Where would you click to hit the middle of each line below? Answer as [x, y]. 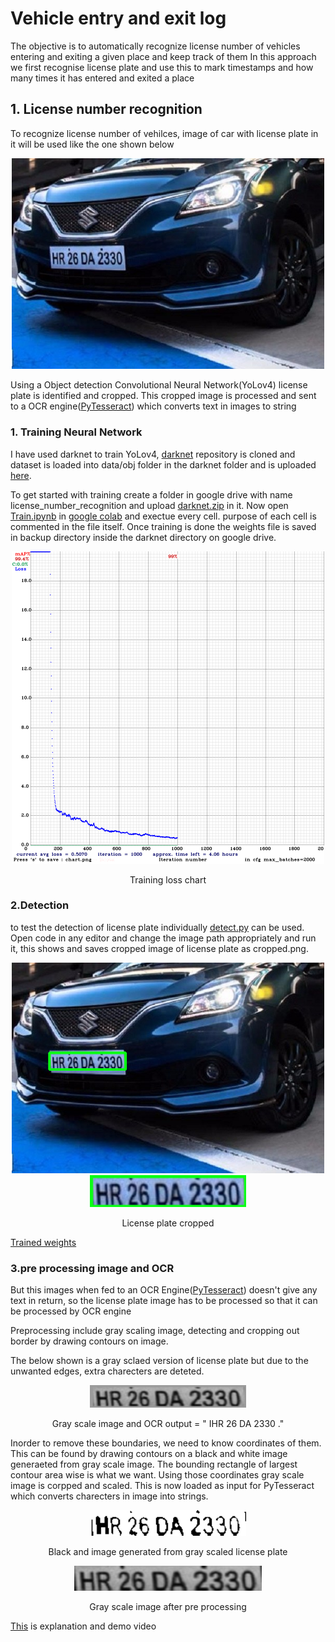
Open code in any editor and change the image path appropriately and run [163, 938]
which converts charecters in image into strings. [109, 1496]
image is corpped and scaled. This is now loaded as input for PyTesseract [162, 1486]
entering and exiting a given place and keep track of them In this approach [163, 56]
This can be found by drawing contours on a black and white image [149, 1454]
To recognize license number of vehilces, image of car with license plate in [164, 133]
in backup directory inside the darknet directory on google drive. [143, 537]
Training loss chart [168, 879]
